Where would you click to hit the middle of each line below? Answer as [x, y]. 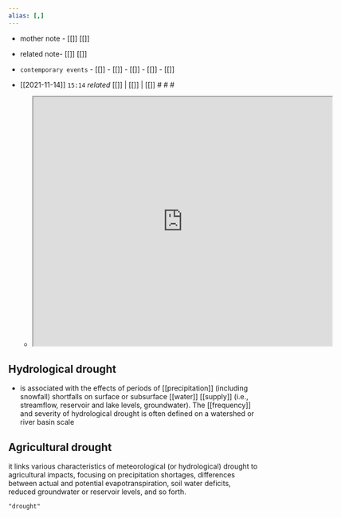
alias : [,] [26, 16]
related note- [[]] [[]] [53, 53]
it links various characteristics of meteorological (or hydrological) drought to [133, 466]
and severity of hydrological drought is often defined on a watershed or [137, 414]
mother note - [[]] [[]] [55, 38]
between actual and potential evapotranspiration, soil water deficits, [120, 484]
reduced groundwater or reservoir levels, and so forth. [98, 492]
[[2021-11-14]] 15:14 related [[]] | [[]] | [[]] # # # [97, 84]
